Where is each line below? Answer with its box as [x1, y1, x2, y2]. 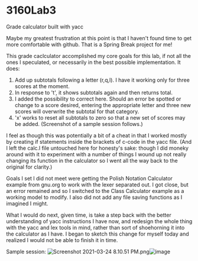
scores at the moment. [14, 82, 70, 89]
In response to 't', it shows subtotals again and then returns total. [14, 89, 173, 96]
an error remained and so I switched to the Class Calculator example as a [6, 187, 184, 194]
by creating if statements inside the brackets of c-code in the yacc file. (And [6, 138, 192, 145]
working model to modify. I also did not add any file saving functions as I [6, 194, 183, 201]
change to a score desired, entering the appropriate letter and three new [14, 101, 191, 108]
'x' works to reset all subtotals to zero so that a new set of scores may [14, 114, 186, 121]
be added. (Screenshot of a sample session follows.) [14, 120, 143, 127]
